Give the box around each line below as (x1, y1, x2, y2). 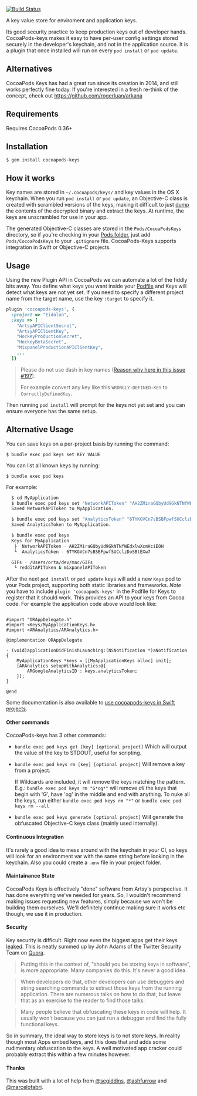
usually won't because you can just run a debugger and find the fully (20, 1014, 187, 1021)
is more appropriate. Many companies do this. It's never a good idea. (20, 967, 187, 974)
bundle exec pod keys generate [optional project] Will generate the (14, 814, 184, 821)
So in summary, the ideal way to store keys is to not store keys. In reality (6, 1032, 181, 1039)
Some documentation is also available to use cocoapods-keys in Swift (6, 699, 175, 706)
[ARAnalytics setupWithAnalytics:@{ (16, 663, 107, 669)
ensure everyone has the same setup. (6, 407, 97, 414)
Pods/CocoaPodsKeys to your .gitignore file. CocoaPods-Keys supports (6, 238, 176, 245)
